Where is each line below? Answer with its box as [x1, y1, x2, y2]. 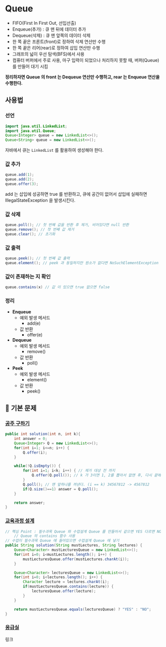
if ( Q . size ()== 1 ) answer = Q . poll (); [23, 486, 98, 491]
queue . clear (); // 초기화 [5, 232, 55, 237]
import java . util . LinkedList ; [5, 123, 68, 129]
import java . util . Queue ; [5, 128, 56, 133]
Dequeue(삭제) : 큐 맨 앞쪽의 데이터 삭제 [12, 32, 90, 38]
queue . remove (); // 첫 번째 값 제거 [5, 227, 75, 232]
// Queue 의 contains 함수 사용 [14, 533, 76, 538]
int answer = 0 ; [14, 436, 48, 441]
